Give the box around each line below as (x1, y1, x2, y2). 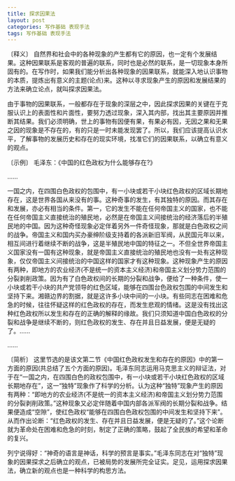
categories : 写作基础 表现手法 (7, 23, 90, 30)
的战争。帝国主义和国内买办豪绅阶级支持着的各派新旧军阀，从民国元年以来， (7, 230, 228, 239)
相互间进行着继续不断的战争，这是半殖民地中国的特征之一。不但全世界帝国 (7, 239, 222, 248)
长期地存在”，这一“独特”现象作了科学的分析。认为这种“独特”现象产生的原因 (7, 382, 223, 390)
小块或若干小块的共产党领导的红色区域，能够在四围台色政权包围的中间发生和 (7, 283, 228, 291)
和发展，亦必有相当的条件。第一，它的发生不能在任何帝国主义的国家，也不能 (7, 204, 228, 213)
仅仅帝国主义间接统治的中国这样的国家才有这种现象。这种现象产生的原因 (19, 257, 228, 265)
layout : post (7, 17, 45, 24)
